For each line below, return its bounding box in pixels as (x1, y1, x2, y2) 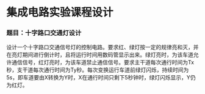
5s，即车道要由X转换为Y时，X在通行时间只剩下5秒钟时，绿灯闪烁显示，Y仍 (6, 74, 196, 81)
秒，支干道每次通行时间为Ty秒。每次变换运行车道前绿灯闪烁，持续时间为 (6, 66, 189, 73)
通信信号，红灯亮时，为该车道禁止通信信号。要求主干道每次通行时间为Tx (11, 59, 194, 66)
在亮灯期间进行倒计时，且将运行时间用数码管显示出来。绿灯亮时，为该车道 (6, 51, 193, 58)
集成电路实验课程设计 (6, 5, 114, 19)
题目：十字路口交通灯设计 (6, 29, 82, 37)
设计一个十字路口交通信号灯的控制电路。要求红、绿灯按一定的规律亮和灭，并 (6, 44, 199, 51)
